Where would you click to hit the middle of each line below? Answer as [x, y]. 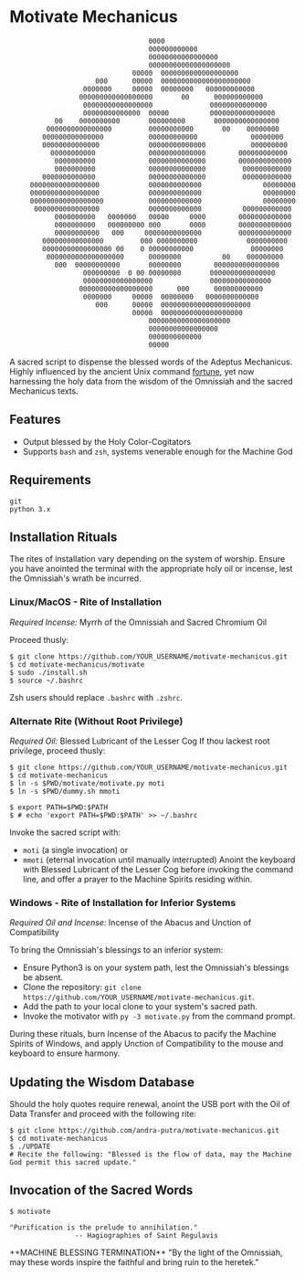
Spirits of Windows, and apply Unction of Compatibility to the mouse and [147, 1044]
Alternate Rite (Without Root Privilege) [96, 721]
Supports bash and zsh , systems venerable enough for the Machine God [158, 451]
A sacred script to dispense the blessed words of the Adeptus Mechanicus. [151, 362]
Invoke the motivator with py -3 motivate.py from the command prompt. [159, 1017]
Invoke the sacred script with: [65, 832]
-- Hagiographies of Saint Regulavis [147, 1235]
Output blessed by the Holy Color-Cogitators [107, 441]
